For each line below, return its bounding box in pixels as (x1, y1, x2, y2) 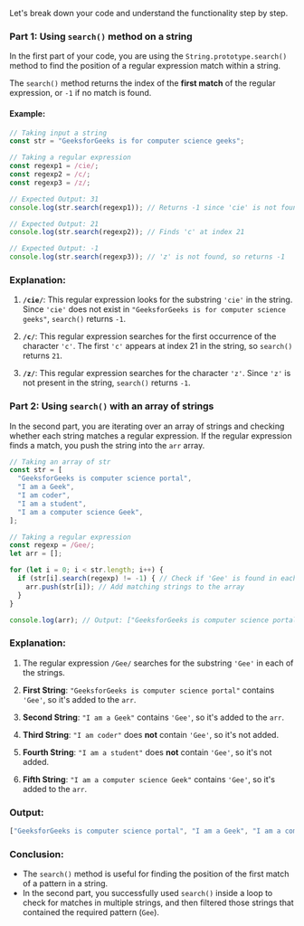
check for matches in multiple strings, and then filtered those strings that (22, 897, 294, 908)
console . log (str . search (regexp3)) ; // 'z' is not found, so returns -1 (9, 252, 285, 261)
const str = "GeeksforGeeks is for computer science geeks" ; (9, 137, 245, 146)
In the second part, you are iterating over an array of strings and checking (9, 420, 285, 431)
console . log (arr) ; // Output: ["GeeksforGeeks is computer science (9, 615, 270, 625)
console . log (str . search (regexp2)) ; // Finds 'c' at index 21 (9, 228, 245, 237)
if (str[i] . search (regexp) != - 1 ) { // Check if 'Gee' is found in (17, 574, 278, 583)
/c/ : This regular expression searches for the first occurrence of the (22, 331, 277, 342)
